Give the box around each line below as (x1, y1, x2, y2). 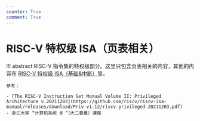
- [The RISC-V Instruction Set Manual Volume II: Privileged (6, 94, 162, 100)
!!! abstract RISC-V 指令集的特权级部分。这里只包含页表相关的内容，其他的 (6, 63, 189, 70)
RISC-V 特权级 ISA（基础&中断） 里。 (17, 70, 109, 77)
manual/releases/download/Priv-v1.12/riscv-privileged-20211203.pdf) (6, 104, 183, 110)
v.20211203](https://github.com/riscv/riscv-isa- (41, 99, 167, 105)
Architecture (6, 99, 39, 105)
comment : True (6, 14, 42, 20)
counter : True (6, 8, 42, 15)
